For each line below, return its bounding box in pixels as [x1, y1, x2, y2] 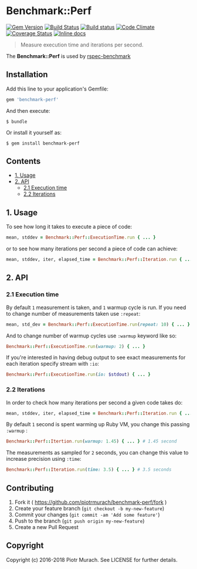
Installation [6, 69, 48, 80]
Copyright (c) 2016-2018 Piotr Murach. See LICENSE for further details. [6, 556, 178, 563]
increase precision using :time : [6, 456, 81, 463]
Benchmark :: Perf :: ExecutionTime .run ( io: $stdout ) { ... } [6, 371, 151, 377]
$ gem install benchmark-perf [6, 140, 80, 146]
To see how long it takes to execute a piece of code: [6, 223, 133, 230]
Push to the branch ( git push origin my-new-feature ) [14, 517, 145, 524]
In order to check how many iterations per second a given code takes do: [6, 399, 183, 406]
